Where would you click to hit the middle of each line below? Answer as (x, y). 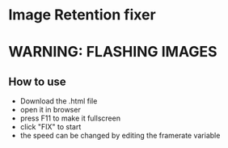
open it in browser (50, 110)
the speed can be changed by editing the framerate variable (120, 136)
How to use (37, 81)
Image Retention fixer (82, 15)
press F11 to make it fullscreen (70, 118)
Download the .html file (59, 101)
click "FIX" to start (51, 127)
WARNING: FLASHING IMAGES (113, 52)
